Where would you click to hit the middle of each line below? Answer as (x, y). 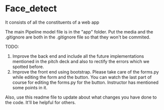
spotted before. (28, 67)
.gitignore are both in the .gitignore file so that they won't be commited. (78, 37)
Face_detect (31, 9)
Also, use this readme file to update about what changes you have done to (81, 97)
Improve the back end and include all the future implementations (78, 56)
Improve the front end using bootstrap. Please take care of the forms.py (85, 72)
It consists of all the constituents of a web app (52, 22)
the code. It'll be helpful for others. (40, 102)
